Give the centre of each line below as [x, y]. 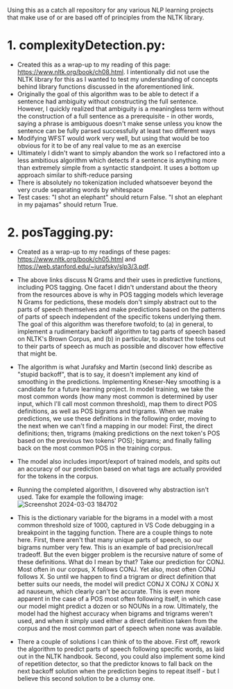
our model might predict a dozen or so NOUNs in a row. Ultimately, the [118, 606]
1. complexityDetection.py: [86, 45]
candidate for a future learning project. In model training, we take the [115, 389]
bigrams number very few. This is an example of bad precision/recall [115, 547]
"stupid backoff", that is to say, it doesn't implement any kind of [108, 374]
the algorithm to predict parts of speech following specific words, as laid [121, 649]
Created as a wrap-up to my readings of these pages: [94, 252]
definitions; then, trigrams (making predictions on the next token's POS [119, 433]
